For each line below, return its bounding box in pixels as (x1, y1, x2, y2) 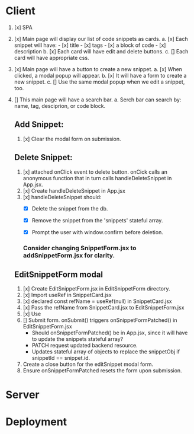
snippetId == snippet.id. (31, 355, 90, 362)
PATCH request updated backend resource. (31, 342, 138, 349)
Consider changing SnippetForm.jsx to (22, 244, 137, 252)
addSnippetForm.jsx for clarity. (22, 251, 115, 259)
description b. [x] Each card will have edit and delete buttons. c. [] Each (14, 47, 189, 55)
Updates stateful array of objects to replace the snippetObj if (31, 348, 180, 355)
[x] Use (22, 310, 41, 318)
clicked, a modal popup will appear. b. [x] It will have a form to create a (14, 72, 187, 79)
